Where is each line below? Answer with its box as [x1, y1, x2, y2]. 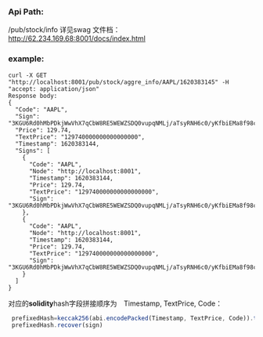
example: [8, 53, 45, 64]
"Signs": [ [15, 147, 51, 154]
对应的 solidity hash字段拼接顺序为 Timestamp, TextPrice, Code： [8, 299, 223, 308]
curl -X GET [8, 71, 47, 79]
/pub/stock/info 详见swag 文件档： [8, 25, 121, 34]
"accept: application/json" [8, 85, 100, 92]
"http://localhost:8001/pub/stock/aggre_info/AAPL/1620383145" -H [8, 78, 229, 86]
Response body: [8, 92, 58, 100]
